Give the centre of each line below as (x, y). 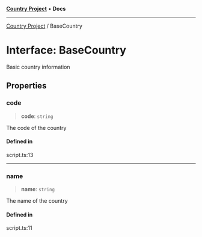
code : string (37, 116)
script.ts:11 (19, 228)
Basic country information (38, 67)
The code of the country (36, 128)
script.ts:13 (20, 155)
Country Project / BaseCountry (44, 26)
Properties (26, 86)
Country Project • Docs (36, 9)
